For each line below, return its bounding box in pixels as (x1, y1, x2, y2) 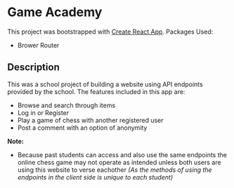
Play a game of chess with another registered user (17, 116, 164, 124)
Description (7, 61, 60, 74)
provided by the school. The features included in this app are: (7, 87, 186, 95)
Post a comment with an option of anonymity (17, 123, 148, 132)
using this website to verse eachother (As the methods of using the (17, 166, 212, 174)
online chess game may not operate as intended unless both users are (17, 158, 221, 166)
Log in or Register (17, 108, 70, 116)
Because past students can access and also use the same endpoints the (17, 150, 227, 159)
